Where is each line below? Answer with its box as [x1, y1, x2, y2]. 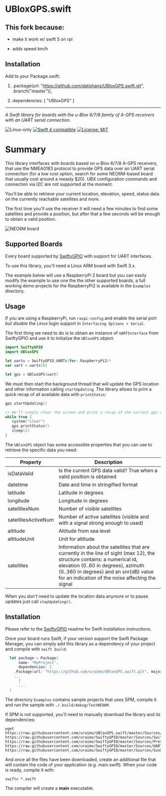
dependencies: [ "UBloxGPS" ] [12, 97, 75, 103]
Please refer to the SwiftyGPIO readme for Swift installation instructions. [5, 626, 152, 632]
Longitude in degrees [58, 497, 108, 504]
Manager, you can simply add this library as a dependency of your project [5, 640, 156, 646]
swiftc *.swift [5, 776, 37, 781]
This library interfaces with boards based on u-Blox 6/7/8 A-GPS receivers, [5, 160, 158, 166]
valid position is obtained [58, 473, 117, 480]
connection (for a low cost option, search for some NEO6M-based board [5, 170, 153, 176]
